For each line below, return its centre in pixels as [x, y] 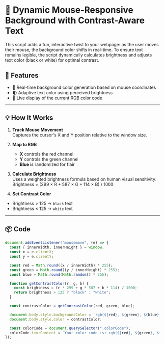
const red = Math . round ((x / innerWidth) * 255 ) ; [61, 265]
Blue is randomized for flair [47, 164]
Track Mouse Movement [38, 130]
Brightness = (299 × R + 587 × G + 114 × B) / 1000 [63, 184]
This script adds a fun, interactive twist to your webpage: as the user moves [82, 44]
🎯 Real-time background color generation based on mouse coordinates [84, 87]
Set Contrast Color [32, 194]
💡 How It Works [29, 118]
